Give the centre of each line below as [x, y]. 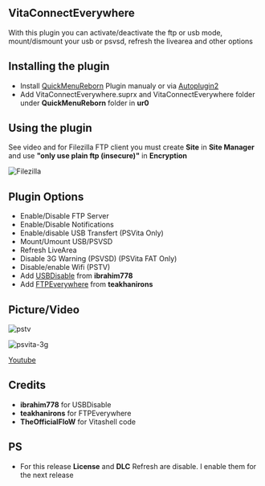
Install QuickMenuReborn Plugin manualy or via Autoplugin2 [119, 86]
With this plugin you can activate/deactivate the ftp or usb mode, [116, 32]
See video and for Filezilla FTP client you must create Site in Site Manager [131, 147]
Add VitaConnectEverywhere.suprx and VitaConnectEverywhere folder [137, 94]
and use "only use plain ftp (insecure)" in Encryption [98, 156]
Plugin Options [46, 196]
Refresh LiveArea [49, 250]
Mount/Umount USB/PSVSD [66, 242]
